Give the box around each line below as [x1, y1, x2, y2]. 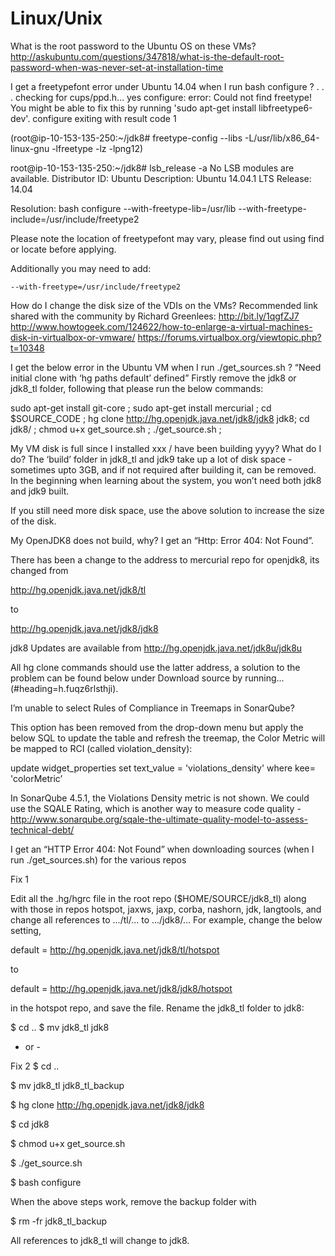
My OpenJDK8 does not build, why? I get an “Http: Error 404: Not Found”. [10, 534, 315, 546]
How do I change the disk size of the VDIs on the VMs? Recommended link [10, 299, 318, 311]
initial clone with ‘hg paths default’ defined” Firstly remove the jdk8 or [10, 372, 297, 384]
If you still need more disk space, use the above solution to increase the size [10, 504, 325, 516]
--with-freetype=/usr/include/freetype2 [10, 282, 182, 292]
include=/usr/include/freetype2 [10, 213, 140, 225]
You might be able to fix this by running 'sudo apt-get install [10, 102, 257, 114]
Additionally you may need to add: [10, 262, 152, 274]
